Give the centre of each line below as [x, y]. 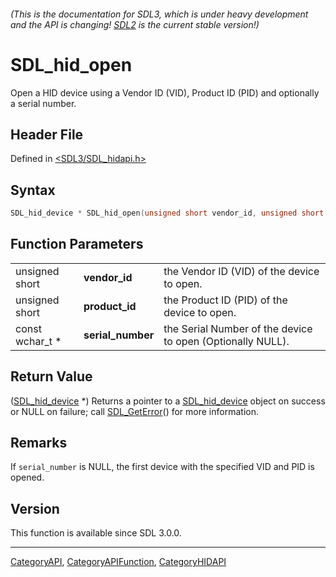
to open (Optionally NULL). [226, 341]
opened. [27, 477]
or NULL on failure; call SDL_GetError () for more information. [134, 411]
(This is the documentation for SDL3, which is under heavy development [159, 14]
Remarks [39, 443]
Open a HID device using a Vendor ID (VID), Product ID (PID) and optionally [165, 92]
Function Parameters [77, 244]
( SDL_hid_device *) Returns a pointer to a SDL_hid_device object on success [168, 401]
